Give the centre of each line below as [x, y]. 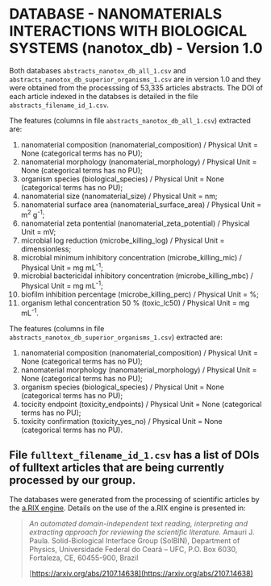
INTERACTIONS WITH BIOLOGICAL [128, 31]
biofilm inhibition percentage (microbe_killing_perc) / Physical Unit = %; [140, 294]
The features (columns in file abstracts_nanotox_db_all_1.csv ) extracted [130, 120]
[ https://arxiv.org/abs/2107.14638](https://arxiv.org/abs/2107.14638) [141, 574]
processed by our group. [73, 480]
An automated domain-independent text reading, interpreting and [138, 524]
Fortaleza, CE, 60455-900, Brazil [83, 558]
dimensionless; [46, 249]
